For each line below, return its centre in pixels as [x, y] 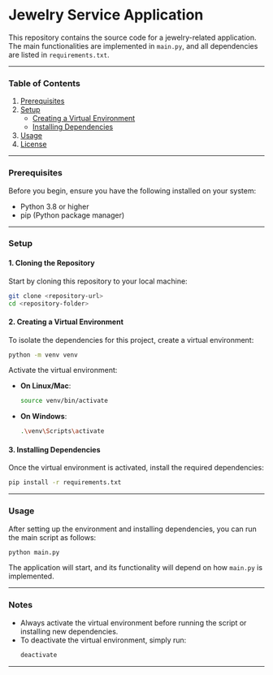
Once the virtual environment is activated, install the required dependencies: [136, 468]
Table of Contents [45, 83]
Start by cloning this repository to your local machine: [98, 281]
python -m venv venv [43, 355]
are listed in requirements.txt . [59, 54]
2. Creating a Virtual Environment [66, 322]
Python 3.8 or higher [54, 206]
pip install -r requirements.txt [65, 482]
